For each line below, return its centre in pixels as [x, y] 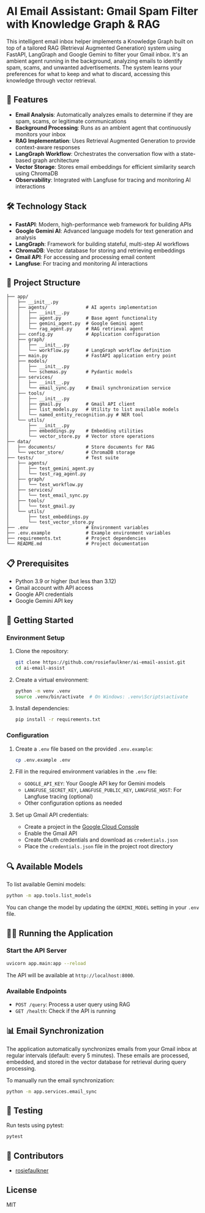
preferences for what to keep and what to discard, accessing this [88, 74]
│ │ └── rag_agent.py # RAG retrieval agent [75, 329]
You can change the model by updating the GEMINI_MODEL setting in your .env [103, 907]
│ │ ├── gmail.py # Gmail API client [71, 404]
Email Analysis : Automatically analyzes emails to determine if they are [104, 114]
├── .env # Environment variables [78, 528]
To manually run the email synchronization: [61, 1080]
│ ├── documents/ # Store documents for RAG [80, 447]
